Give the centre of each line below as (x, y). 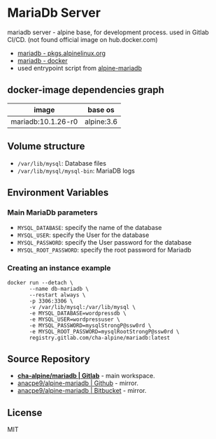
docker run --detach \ (40, 282)
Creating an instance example (59, 268)
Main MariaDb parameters (52, 213)
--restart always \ (57, 295)
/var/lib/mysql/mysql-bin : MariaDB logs (76, 171)
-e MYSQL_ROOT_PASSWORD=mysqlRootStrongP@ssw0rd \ (104, 331)
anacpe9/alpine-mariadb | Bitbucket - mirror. (82, 391)
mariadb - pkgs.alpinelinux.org (62, 53)
